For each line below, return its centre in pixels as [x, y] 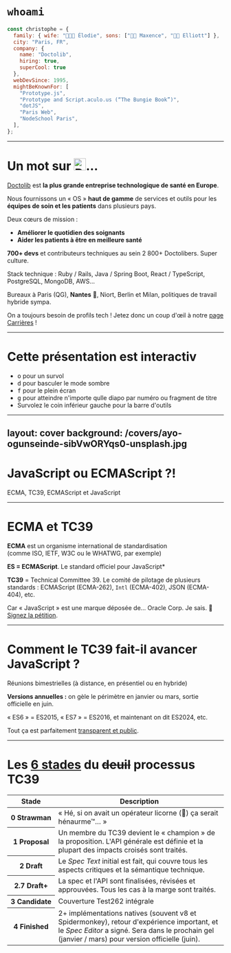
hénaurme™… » [82, 821]
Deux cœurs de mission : [43, 219]
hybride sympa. [29, 302]
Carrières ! [22, 322]
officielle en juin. [30, 704]
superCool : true [43, 67]
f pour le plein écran [46, 390]
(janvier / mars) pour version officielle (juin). [129, 939]
